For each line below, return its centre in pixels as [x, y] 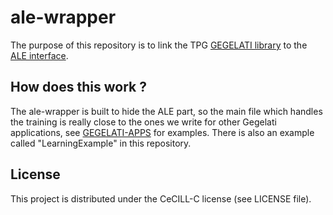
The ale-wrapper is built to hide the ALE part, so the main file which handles [166, 111]
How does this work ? [78, 87]
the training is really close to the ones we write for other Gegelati [143, 122]
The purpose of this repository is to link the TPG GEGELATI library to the [159, 45]
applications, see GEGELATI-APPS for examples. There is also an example [162, 132]
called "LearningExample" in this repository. [101, 143]
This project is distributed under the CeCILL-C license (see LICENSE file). [161, 198]
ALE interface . [39, 55]
